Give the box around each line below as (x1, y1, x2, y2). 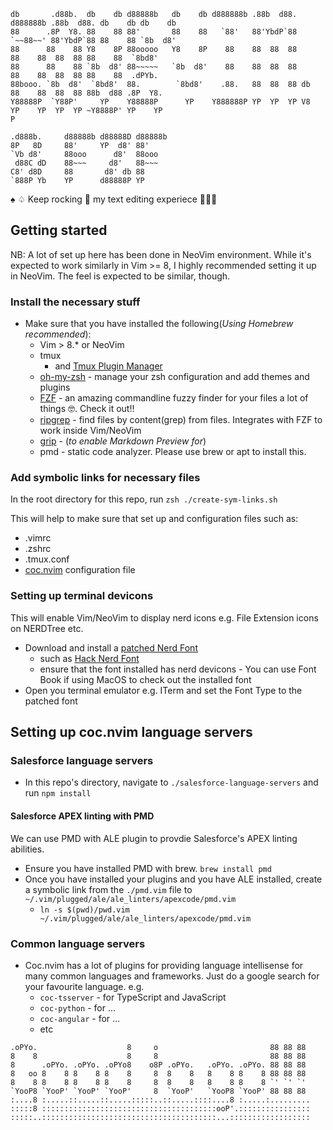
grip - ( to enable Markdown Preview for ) (39, 435, 207, 447)
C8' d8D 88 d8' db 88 (10, 167, 145, 177)
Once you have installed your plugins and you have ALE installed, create (24, 873, 323, 885)
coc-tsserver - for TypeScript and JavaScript (39, 991, 227, 1003)
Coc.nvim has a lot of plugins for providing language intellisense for (24, 959, 304, 971)
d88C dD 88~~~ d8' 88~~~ (14, 158, 159, 168)
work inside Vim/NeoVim (39, 425, 142, 437)
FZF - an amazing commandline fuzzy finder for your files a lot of (39, 392, 309, 404)
